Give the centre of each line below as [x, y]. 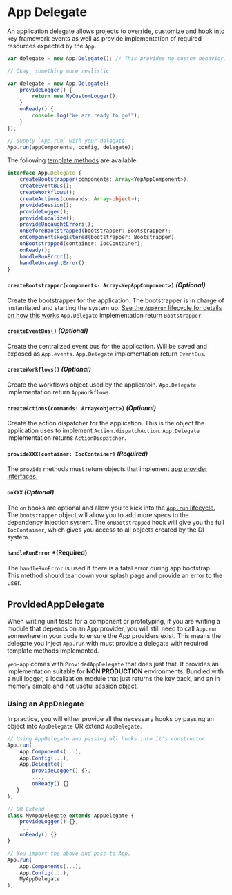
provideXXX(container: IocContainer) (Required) [78, 454]
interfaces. [22, 477]
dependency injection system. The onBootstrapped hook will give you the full [116, 522]
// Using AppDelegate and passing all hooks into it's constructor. [108, 739]
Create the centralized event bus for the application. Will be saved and [107, 346]
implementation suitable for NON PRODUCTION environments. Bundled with [116, 671]
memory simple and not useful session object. [73, 686]
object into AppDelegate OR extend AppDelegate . [75, 726]
